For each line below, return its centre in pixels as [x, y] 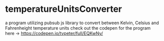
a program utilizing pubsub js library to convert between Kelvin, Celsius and [82, 23]
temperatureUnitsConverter [63, 9]
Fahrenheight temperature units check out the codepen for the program [78, 28]
